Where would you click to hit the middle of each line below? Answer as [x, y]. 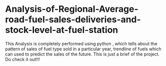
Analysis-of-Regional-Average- [72, 9]
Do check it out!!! [23, 59]
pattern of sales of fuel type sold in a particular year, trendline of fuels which [83, 49]
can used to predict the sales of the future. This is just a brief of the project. [83, 54]
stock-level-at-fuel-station [62, 30]
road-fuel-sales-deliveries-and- [73, 19]
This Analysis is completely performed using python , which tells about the [81, 43]
